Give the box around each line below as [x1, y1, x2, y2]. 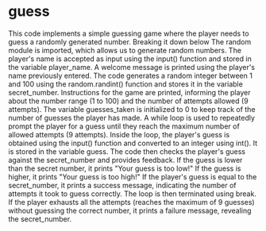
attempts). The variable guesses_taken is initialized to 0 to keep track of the [8, 104, 256, 114]
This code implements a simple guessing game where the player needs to [8, 29, 249, 38]
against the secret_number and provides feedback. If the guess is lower [8, 155, 243, 164]
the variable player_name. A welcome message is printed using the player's [8, 62, 256, 71]
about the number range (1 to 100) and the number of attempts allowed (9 [8, 96, 249, 106]
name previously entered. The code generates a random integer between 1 [8, 71, 253, 80]
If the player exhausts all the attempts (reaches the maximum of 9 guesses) [8, 197, 256, 206]
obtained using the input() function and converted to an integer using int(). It [8, 138, 258, 148]
